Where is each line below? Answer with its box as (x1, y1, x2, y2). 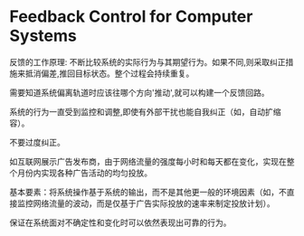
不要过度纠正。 (9, 137, 65, 147)
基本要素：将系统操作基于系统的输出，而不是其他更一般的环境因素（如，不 (9, 186, 287, 197)
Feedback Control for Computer (9, 6, 253, 27)
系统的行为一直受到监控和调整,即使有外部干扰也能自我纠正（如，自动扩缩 (9, 106, 282, 117)
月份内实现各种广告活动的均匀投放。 (16, 167, 152, 178)
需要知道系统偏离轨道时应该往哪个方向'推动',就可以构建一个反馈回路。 (9, 87, 270, 98)
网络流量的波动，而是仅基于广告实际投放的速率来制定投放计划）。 (33, 197, 275, 209)
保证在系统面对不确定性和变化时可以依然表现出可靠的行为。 (9, 217, 232, 228)
